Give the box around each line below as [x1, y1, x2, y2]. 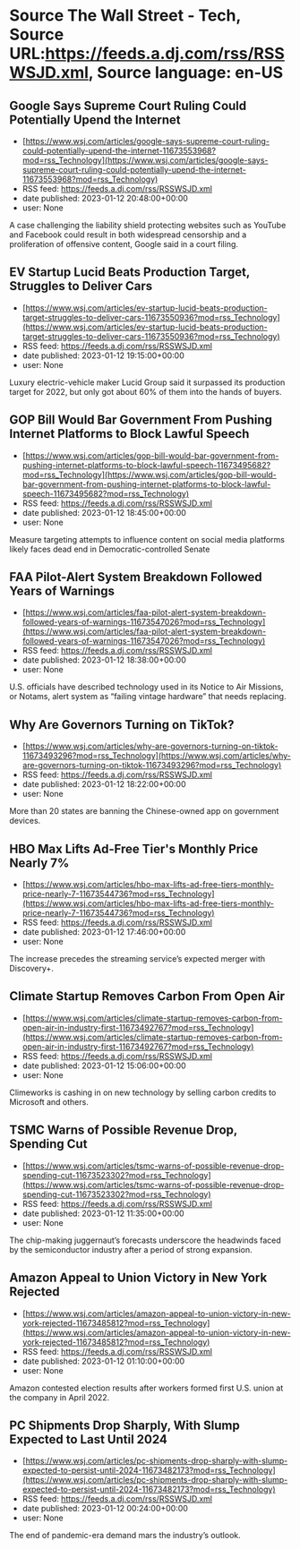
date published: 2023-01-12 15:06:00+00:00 [21, 1060, 186, 1071]
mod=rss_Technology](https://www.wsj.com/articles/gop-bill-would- [21, 469, 278, 480]
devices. [9, 816, 41, 826]
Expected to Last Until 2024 [9, 1432, 168, 1447]
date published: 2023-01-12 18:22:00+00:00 [21, 779, 186, 790]
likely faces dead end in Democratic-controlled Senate [9, 543, 210, 554]
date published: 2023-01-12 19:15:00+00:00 [21, 350, 185, 361]
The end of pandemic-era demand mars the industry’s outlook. [9, 1530, 241, 1541]
